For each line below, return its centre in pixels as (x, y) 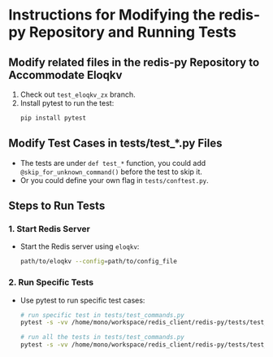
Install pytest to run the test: (67, 103)
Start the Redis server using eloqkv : (80, 246)
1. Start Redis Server (50, 229)
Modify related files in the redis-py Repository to (134, 62)
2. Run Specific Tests (51, 282)
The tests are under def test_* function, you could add (113, 163)
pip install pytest (53, 118)
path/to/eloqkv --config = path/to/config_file (98, 262)
